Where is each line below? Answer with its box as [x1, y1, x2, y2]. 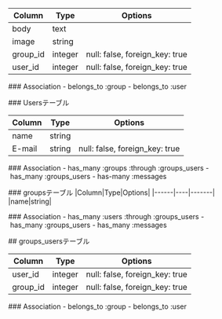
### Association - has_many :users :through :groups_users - [8, 212, 205, 221]
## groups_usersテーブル [8, 236, 90, 246]
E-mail [12, 143, 38, 154]
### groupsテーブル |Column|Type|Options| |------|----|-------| [8, 188, 216, 197]
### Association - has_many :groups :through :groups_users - [8, 163, 209, 172]
